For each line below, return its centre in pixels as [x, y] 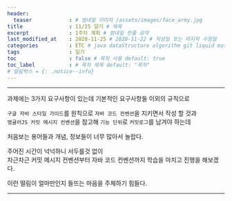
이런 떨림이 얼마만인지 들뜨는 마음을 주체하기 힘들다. [77, 183]
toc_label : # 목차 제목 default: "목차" [79, 65]
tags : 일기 [46, 52]
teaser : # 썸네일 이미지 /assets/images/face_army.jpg [108, 20]
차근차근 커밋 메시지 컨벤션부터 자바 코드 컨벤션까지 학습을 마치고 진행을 [104, 160]
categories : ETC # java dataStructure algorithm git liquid [111, 46]
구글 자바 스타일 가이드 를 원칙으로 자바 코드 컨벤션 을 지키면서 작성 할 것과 [102, 113]
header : [18, 13]
